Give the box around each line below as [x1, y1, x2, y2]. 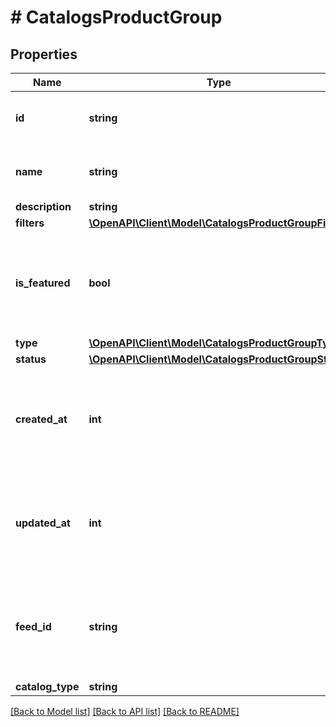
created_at [15, 412, 68, 426]
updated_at [15, 516, 71, 530]
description [15, 200, 72, 213]
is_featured [15, 276, 71, 290]
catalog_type [15, 680, 80, 693]
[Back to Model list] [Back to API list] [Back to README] [10, 706, 240, 717]
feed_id [15, 620, 52, 633]
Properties [10, 46, 78, 63]
